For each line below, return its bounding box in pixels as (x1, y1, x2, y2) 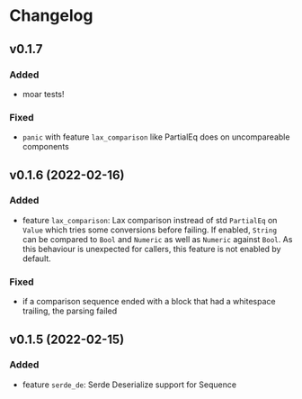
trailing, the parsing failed (22, 305, 118, 316)
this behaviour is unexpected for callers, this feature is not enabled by (22, 243, 281, 254)
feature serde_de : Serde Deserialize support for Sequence (22, 379, 236, 390)
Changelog (9, 5, 93, 26)
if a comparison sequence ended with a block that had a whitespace (22, 296, 276, 307)
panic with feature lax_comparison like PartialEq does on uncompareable (22, 131, 290, 142)
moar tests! (22, 88, 65, 99)
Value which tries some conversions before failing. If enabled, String (22, 224, 277, 235)
